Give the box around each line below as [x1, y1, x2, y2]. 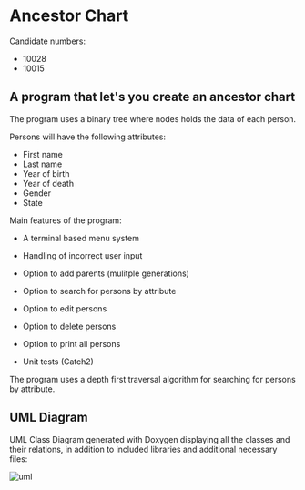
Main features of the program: [9, 215, 122, 226]
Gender [22, 188, 52, 199]
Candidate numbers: [9, 36, 86, 46]
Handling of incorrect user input [22, 250, 143, 260]
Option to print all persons [22, 338, 121, 349]
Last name [22, 158, 63, 169]
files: [9, 453, 28, 464]
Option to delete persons [22, 321, 117, 332]
